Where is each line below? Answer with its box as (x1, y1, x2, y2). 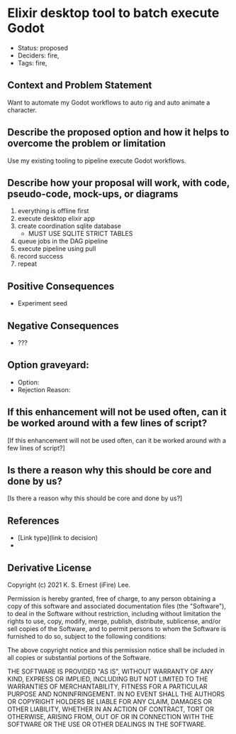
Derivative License (7, 561, 92, 573)
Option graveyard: (7, 359, 90, 371)
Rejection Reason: (17, 385, 71, 394)
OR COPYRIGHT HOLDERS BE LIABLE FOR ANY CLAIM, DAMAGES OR (7, 698, 213, 706)
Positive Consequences (7, 280, 115, 292)
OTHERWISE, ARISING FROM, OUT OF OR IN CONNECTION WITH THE (7, 713, 214, 721)
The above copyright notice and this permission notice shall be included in (7, 646, 225, 654)
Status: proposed (17, 43, 69, 52)
